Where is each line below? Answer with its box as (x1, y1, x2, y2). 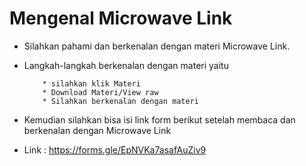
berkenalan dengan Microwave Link (23, 124, 172, 136)
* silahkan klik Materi (42, 78, 141, 89)
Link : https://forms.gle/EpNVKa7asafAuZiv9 (23, 143, 207, 156)
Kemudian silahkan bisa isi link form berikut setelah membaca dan (23, 113, 296, 126)
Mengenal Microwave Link (9, 7, 233, 30)
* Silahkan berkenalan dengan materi (42, 96, 199, 106)
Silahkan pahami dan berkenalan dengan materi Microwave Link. (23, 40, 291, 52)
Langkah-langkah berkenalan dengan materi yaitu (23, 59, 229, 71)
